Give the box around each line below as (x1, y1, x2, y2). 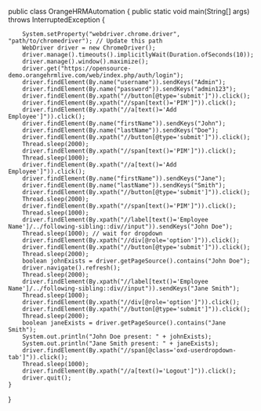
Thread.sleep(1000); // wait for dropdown (22, 229, 163, 237)
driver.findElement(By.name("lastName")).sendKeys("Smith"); (22, 182, 226, 189)
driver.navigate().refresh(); (22, 264, 121, 272)
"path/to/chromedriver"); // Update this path (8, 37, 163, 45)
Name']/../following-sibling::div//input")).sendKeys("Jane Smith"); (8, 284, 241, 292)
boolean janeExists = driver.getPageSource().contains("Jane (22, 319, 226, 327)
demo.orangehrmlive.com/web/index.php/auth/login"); (8, 72, 184, 79)
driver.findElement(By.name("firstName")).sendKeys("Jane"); (22, 174, 226, 182)
